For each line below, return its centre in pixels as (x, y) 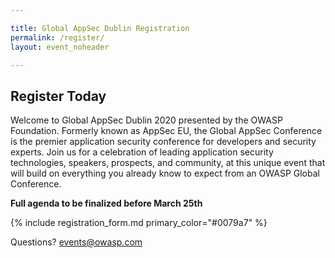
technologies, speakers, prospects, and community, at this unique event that (168, 163)
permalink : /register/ (57, 37)
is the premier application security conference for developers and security (163, 142)
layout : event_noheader (60, 47)
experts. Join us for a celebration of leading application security (142, 152)
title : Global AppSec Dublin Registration (100, 28)
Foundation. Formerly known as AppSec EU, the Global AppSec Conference (166, 131)
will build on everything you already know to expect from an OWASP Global (165, 173)
